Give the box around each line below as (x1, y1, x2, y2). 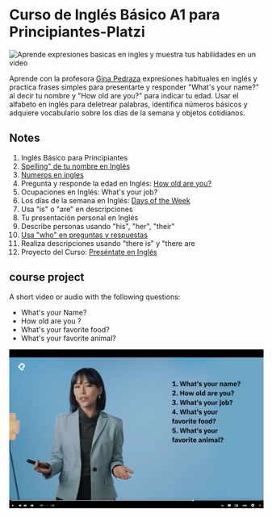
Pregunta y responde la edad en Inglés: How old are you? (20, 178, 212, 188)
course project (9, 270, 85, 284)
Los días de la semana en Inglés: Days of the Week (20, 195, 190, 205)
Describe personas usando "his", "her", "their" (20, 221, 176, 231)
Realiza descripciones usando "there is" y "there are (20, 238, 196, 248)
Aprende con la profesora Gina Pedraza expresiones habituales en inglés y (9, 73, 257, 83)
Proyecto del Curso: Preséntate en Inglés (20, 247, 157, 256)
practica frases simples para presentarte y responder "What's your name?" (9, 82, 259, 92)
